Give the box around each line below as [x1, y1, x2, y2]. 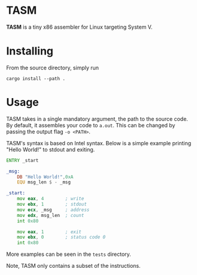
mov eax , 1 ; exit [17, 228, 82, 235]
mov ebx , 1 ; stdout [17, 201, 87, 207]
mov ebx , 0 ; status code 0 [17, 234, 106, 240]
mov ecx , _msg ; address [17, 207, 90, 213]
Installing [6, 44, 54, 58]
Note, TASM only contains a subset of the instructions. [6, 262, 141, 270]
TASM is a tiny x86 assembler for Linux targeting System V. [6, 23, 153, 30]
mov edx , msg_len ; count [17, 212, 84, 218]
